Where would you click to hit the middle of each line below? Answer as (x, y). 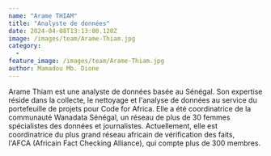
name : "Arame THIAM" (43, 16)
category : (25, 46)
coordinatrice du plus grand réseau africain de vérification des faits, (122, 134)
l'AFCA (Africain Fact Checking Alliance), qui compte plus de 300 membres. (135, 143)
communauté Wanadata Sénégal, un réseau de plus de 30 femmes (119, 117)
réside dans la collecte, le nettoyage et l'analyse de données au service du (133, 100)
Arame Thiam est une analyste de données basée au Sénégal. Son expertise (135, 91)
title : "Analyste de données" (59, 23)
